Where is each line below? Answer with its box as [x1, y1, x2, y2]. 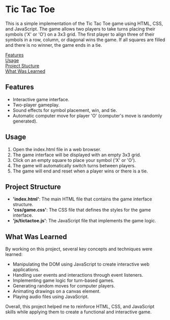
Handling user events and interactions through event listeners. [12, 272, 144, 278]
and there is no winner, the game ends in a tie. [5, 42, 102, 48]
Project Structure [5, 182, 61, 191]
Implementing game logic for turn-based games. [12, 277, 115, 283]
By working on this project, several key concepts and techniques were [5, 246, 153, 252]
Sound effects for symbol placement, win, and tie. [12, 107, 118, 113]
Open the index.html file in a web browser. [12, 146, 102, 152]
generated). [12, 118, 38, 124]
